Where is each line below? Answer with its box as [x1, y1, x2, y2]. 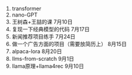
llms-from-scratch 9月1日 [11, 56, 75, 62]
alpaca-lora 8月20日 [11, 48, 62, 55]
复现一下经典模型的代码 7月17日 [11, 26, 90, 32]
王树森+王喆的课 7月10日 [11, 18, 73, 25]
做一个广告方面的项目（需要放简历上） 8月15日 [11, 41, 127, 47]
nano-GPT [11, 11, 38, 18]
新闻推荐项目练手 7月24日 [11, 33, 76, 40]
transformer [11, 5, 42, 12]
